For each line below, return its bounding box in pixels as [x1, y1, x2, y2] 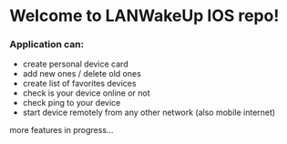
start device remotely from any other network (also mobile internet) [22, 107, 276, 118]
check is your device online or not [22, 87, 150, 98]
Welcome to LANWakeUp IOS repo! [9, 5, 280, 26]
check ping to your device [22, 98, 121, 108]
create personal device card [22, 58, 129, 69]
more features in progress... [9, 125, 114, 136]
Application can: [9, 38, 85, 51]
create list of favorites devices [22, 78, 137, 89]
